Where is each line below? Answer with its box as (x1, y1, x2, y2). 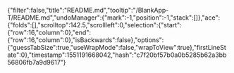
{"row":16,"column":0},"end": (7, 28, 92, 36)
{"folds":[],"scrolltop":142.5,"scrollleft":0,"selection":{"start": (7, 21, 182, 29)
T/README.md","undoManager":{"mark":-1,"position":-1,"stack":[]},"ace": (7, 13, 221, 22)
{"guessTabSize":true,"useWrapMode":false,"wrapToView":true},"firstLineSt (7, 44, 227, 51)
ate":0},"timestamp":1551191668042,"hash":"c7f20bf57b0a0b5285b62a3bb (7, 51, 227, 59)
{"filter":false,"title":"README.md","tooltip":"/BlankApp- (7, 6, 169, 14)
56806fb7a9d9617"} (7, 58, 66, 66)
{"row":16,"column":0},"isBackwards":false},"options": (7, 36, 164, 44)
